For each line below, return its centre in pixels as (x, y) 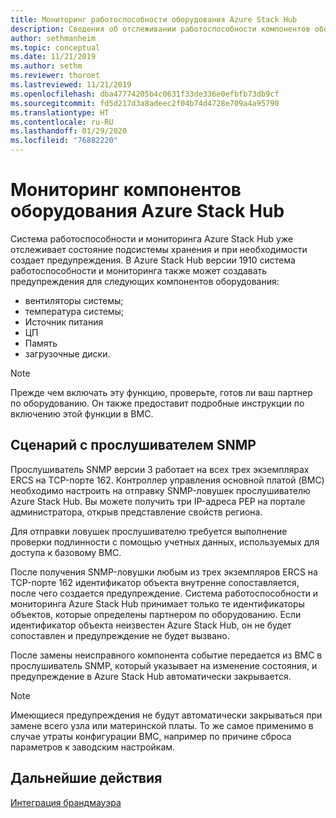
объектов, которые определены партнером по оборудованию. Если (156, 614)
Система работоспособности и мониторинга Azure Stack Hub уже (152, 238)
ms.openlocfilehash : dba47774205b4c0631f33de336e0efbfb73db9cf (145, 94)
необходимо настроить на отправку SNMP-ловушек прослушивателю (160, 490)
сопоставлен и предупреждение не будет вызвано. (120, 635)
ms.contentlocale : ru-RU (62, 122)
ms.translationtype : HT (60, 112)
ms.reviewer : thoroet (55, 76)
